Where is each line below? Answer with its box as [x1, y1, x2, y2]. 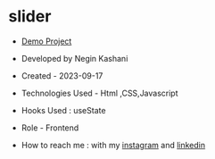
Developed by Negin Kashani [21, 53, 128, 63]
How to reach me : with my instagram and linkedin [21, 139, 206, 150]
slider [8, 6, 52, 27]
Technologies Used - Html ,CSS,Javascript [21, 88, 179, 98]
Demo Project [21, 36, 72, 46]
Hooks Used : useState [21, 105, 106, 115]
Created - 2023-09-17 [21, 70, 103, 81]
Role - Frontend [21, 122, 79, 133]
